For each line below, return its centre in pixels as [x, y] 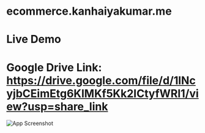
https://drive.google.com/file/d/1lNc [101, 80]
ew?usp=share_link [57, 106]
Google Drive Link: [54, 67]
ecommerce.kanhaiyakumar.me [89, 11]
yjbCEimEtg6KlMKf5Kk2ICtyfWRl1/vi [102, 93]
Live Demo [34, 40]
